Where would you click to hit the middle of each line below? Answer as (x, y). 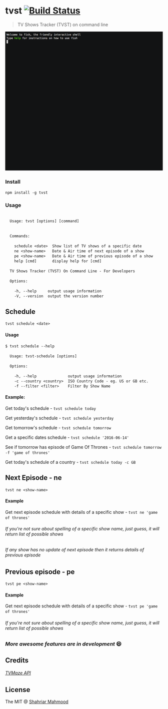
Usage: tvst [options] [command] (44, 221)
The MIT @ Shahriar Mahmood (37, 702)
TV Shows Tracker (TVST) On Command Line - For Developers (72, 271)
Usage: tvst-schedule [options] (43, 356)
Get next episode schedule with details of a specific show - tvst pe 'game (81, 606)
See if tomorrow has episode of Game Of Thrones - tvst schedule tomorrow (83, 447)
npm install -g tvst (27, 193)
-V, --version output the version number (59, 296)
